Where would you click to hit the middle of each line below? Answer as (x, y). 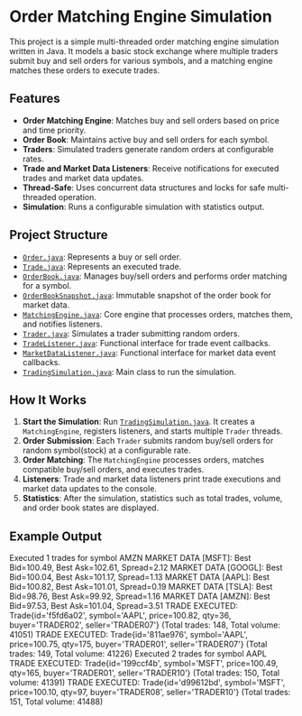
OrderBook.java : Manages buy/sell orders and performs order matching (155, 276)
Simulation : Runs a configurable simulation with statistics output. (143, 207)
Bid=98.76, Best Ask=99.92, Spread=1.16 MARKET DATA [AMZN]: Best (140, 596)
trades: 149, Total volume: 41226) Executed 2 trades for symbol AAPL (138, 654)
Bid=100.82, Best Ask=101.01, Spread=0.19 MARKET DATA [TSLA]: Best (141, 587)
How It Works (48, 400)
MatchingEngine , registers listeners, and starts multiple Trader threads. (152, 431)
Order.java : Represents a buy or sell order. (102, 257)
